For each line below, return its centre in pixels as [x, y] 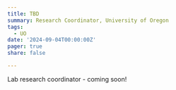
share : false [27, 53]
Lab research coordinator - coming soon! [67, 79]
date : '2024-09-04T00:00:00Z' [52, 40]
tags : [15, 27]
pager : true [25, 46]
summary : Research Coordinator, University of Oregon [88, 20]
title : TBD [23, 14]
